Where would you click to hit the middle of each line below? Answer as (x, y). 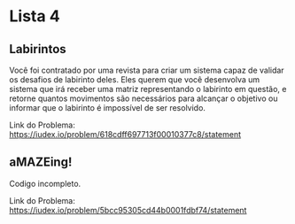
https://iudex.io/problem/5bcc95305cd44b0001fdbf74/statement (128, 210)
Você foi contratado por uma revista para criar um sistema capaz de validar (147, 70)
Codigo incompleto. (45, 183)
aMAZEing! (41, 162)
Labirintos (38, 49)
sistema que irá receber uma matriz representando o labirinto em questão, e (148, 89)
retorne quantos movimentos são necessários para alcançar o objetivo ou (144, 98)
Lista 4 (35, 16)
